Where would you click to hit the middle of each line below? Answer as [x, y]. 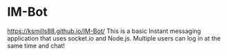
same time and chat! [36, 45]
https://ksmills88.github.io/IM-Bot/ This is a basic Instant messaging [104, 31]
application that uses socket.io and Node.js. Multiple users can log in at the [114, 38]
